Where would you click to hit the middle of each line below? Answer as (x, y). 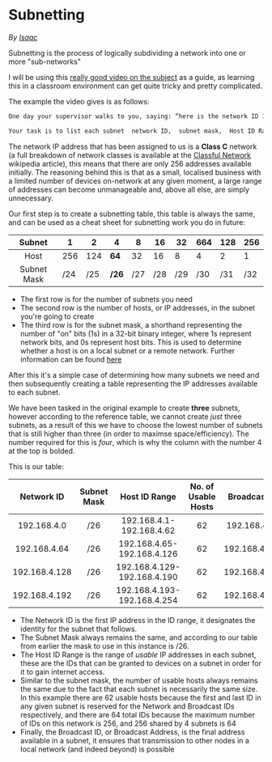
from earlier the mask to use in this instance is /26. (104, 646)
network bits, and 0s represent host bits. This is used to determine (131, 342)
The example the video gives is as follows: (79, 101)
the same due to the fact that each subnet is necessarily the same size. (139, 688)
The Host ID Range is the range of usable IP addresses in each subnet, (138, 654)
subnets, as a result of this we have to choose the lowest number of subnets (136, 425)
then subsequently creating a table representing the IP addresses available (133, 383)
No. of (202, 486)
